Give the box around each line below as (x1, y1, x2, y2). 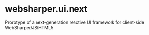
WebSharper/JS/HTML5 (5, 24, 54, 30)
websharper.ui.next (5, 3, 88, 15)
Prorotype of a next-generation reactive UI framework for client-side (5, 19, 145, 25)
